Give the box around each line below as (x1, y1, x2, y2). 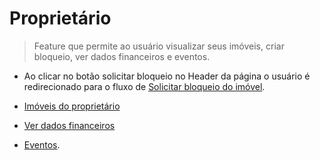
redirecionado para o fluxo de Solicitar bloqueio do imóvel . (23, 80, 266, 92)
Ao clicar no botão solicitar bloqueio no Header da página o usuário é (23, 70, 311, 82)
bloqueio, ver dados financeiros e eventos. (33, 50, 211, 62)
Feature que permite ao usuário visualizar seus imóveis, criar (33, 40, 285, 52)
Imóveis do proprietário (23, 100, 121, 112)
